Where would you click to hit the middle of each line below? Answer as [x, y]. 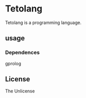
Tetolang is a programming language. [43, 22]
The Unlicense [20, 91]
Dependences [22, 52]
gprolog [13, 63]
